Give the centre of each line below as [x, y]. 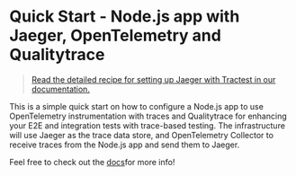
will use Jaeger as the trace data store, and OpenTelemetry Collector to [142, 135]
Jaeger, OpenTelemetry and [116, 35]
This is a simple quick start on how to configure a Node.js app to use [136, 106]
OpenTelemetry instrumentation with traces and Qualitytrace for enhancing [148, 116]
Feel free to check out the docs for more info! [92, 162]
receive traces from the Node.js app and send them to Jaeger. [125, 145]
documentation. [60, 89]
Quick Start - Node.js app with [125, 17]
